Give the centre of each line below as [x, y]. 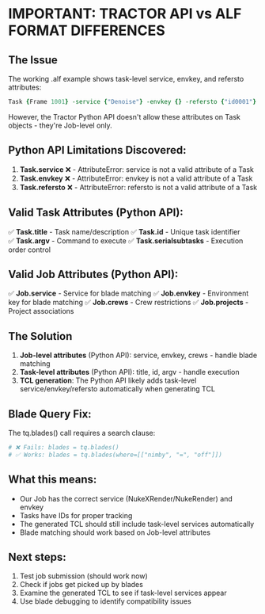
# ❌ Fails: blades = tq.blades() [64, 447]
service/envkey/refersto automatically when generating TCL [117, 389]
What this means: [53, 480]
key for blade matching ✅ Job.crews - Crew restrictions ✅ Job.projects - [129, 303]
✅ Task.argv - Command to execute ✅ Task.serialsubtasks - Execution [126, 240]
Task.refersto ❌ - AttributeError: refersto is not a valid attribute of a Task [138, 187]
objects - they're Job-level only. [60, 125]
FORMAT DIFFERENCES [87, 31]
